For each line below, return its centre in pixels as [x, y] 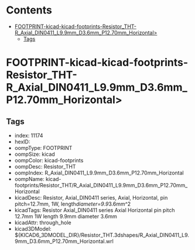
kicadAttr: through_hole [43, 222]
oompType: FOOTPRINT [43, 148]
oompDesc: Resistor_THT [45, 166]
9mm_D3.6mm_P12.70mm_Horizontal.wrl [64, 241]
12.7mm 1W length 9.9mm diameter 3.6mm [66, 216]
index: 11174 [29, 135]
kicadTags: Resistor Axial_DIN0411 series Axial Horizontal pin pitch [95, 210]
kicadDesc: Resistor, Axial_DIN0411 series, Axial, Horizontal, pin [91, 197]
